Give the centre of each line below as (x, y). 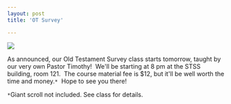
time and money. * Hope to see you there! (67, 81)
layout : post (26, 14)
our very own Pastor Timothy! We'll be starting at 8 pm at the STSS (104, 66)
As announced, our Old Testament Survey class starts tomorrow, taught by (114, 59)
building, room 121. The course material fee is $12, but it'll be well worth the (116, 73)
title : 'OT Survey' (35, 20)
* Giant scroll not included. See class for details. (75, 94)
